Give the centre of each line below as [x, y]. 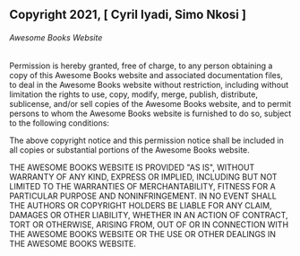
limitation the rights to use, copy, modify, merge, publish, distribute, [133, 94]
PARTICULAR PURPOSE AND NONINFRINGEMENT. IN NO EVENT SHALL [143, 196]
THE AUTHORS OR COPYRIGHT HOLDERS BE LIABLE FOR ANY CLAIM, [141, 205]
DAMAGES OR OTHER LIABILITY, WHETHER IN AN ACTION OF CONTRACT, [149, 215]
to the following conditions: [60, 123]
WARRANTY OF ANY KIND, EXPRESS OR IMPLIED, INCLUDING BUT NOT [143, 177]
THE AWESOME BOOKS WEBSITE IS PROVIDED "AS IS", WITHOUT [132, 167]
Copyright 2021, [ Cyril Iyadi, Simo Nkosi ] [128, 15]
